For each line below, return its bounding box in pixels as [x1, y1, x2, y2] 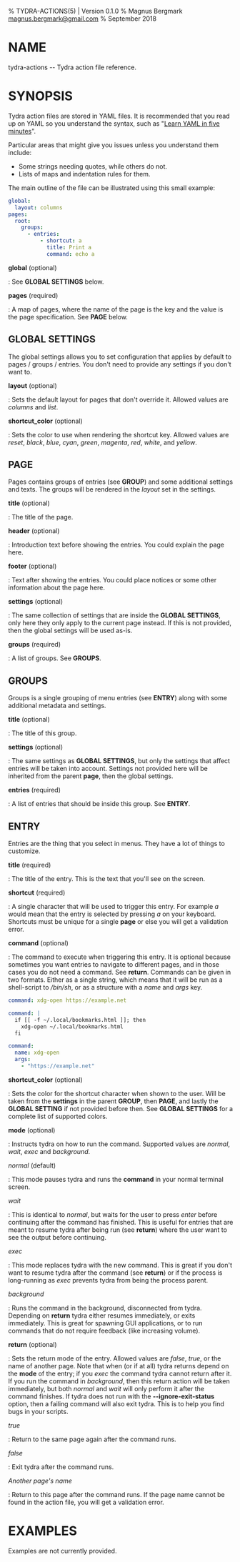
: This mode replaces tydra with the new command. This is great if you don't [8, 1260, 233, 1269]
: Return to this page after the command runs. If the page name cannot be [8, 1490, 225, 1498]
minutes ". [8, 126, 36, 135]
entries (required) [8, 786, 61, 795]
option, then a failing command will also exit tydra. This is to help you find [8, 1399, 224, 1408]
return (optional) [8, 1340, 57, 1348]
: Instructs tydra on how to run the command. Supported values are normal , [8, 1140, 231, 1148]
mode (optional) [8, 1125, 56, 1134]
